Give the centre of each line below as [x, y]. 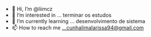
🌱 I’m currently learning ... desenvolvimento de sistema [78, 21]
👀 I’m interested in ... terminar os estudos [62, 15]
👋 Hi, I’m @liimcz [32, 9]
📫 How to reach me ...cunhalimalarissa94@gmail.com [78, 28]
